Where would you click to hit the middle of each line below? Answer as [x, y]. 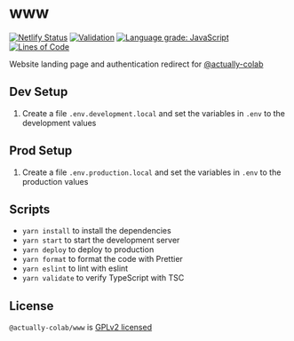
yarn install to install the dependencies [96, 231]
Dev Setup [39, 92]
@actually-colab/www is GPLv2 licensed [81, 328]
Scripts [30, 209]
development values [59, 123]
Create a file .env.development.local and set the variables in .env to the [154, 113]
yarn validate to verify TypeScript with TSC [103, 278]
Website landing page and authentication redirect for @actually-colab [136, 64]
